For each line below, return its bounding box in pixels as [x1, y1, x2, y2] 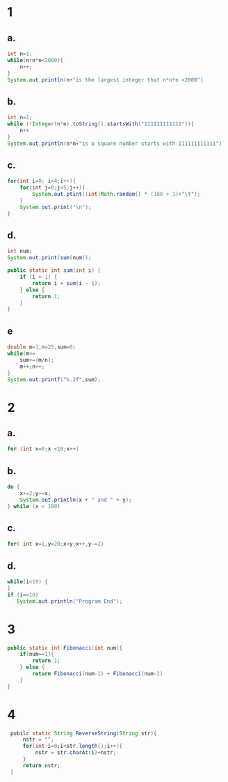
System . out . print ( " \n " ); [19, 204, 92, 210]
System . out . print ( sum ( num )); [7, 254, 92, 261]
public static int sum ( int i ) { [7, 267, 101, 274]
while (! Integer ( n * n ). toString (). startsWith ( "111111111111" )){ [7, 121, 195, 128]
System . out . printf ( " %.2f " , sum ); [7, 376, 101, 383]
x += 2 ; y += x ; [19, 489, 51, 497]
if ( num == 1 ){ [19, 651, 54, 658]
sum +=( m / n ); [19, 356, 54, 363]
